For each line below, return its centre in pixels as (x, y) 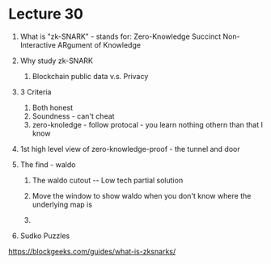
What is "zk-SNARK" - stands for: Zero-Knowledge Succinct (121, 36)
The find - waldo (48, 164)
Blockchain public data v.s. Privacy (90, 76)
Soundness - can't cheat (73, 116)
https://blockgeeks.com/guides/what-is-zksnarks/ (92, 251)
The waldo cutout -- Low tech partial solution (108, 180)
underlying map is (62, 204)
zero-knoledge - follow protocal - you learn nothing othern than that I (147, 124)
